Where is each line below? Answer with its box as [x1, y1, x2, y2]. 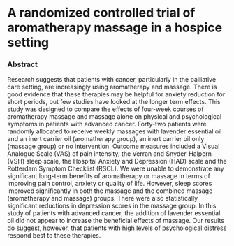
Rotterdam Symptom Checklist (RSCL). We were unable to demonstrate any [7, 164, 225, 173]
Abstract [7, 59, 38, 69]
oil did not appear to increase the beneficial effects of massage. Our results [7, 217, 225, 225]
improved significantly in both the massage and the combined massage [7, 187, 213, 195]
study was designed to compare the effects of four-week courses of [7, 105, 204, 113]
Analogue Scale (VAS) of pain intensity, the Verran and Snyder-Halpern [7, 150, 212, 158]
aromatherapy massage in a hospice [7, 20, 222, 36]
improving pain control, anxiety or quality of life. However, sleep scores [7, 180, 212, 188]
